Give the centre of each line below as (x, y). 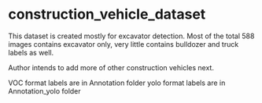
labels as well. (31, 52)
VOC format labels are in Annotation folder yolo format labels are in (117, 83)
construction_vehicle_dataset (107, 14)
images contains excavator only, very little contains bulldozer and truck (124, 44)
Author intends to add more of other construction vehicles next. (111, 67)
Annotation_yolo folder (44, 91)
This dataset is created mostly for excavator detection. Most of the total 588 (131, 36)
